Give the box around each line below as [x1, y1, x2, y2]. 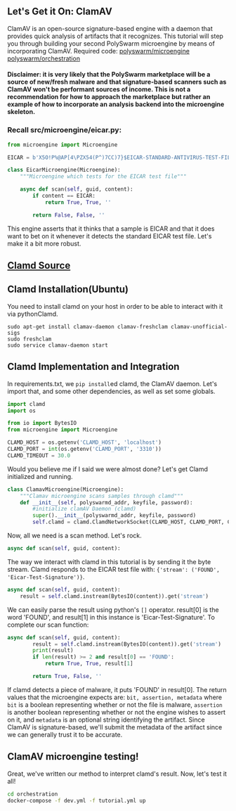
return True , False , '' [32, 673, 102, 680]
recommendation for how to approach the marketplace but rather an [7, 93, 211, 101]
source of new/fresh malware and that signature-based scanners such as [7, 77, 227, 87]
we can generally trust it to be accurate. [7, 730, 123, 739]
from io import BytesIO [7, 420, 77, 427]
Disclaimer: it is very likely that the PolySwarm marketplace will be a [7, 70, 211, 79]
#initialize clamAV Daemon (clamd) [32, 506, 137, 513]
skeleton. [7, 108, 36, 116]
